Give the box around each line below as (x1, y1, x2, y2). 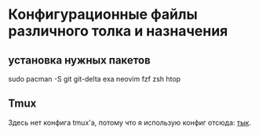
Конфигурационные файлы (8, 5, 198, 24)
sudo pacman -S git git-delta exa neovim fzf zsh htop (8, 75, 181, 83)
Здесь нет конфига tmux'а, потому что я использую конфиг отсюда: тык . (8, 118, 251, 127)
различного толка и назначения (8, 22, 228, 40)
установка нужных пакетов (8, 53, 151, 67)
